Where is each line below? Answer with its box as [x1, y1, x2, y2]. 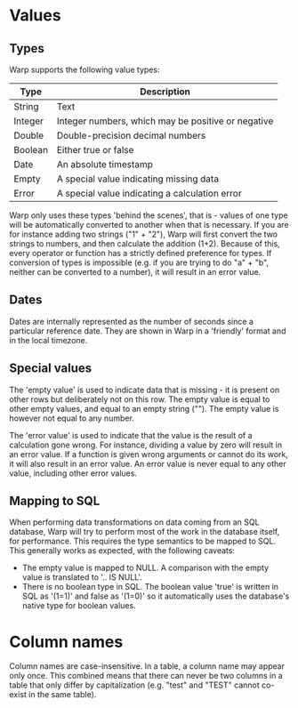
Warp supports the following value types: [9, 64, 160, 75]
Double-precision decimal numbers [56, 130, 206, 141]
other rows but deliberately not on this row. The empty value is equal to [9, 393, 270, 405]
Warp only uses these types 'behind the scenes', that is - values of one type [9, 210, 288, 221]
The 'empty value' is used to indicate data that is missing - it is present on [9, 384, 280, 395]
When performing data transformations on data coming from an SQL [9, 517, 260, 527]
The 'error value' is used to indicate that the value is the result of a [9, 430, 253, 440]
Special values [9, 361, 93, 376]
